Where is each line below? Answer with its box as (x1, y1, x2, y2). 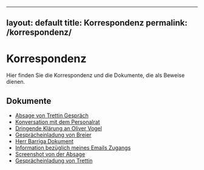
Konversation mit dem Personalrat (15, 118, 100, 126)
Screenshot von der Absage (15, 151, 86, 158)
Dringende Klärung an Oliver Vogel (15, 125, 102, 132)
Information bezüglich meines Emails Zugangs (15, 144, 131, 152)
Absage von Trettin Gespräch (15, 112, 89, 119)
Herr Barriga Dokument (15, 138, 74, 145)
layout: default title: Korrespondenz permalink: (6, 18, 188, 28)
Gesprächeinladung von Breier (15, 131, 92, 138)
